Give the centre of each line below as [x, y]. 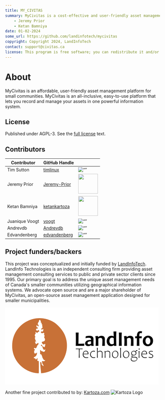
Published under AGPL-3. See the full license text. [55, 134]
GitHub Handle [59, 162]
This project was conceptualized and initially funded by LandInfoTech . [76, 263]
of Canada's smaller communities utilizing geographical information [73, 285]
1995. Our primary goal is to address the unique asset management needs [80, 279]
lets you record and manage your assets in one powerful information [74, 101]
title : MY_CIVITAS [24, 10]
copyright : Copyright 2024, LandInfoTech [48, 42]
